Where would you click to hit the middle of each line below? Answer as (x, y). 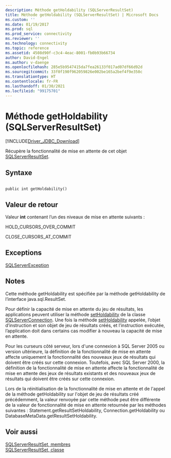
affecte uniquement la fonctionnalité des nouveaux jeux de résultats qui (80, 357)
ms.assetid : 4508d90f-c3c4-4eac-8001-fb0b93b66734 (60, 53)
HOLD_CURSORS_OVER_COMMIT (40, 227)
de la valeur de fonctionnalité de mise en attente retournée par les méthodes (86, 405)
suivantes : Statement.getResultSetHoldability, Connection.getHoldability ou (85, 410)
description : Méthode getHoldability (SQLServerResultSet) (69, 10)
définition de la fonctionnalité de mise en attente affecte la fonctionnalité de (85, 368)
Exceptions (23, 253)
